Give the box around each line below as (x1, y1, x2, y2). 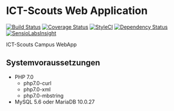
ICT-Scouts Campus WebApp (6, 41, 77, 48)
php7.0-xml (23, 86, 51, 93)
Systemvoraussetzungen (6, 58, 101, 68)
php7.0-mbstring (23, 92, 64, 99)
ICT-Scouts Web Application (6, 4, 148, 18)
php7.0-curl (23, 79, 52, 86)
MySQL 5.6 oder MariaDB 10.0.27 (14, 98, 95, 105)
